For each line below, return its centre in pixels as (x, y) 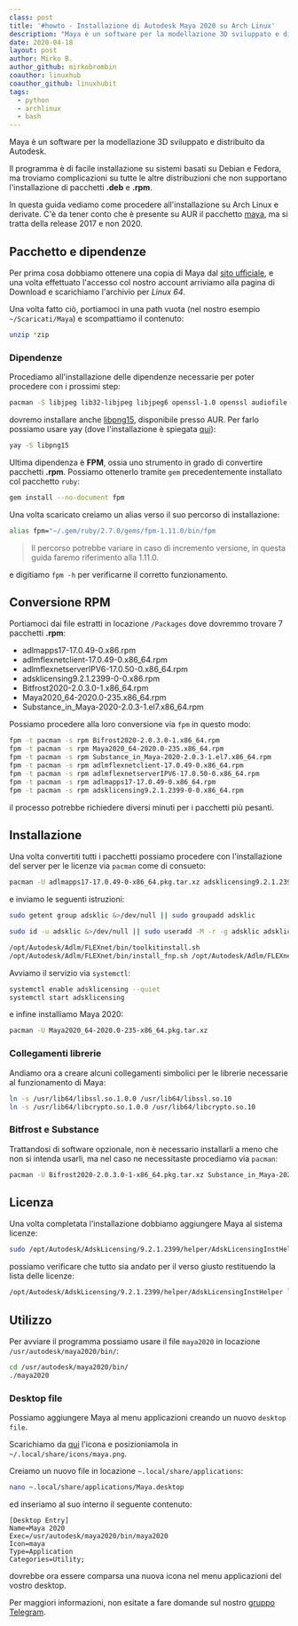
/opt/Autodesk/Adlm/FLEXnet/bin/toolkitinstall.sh (105, 948)
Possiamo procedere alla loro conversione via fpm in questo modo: (130, 725)
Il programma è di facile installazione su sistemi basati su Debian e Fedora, (145, 169)
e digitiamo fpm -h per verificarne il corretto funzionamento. (119, 574)
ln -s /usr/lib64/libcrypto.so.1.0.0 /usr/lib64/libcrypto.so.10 (132, 1107)
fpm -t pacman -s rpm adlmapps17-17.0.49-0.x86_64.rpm (113, 782)
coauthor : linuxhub (45, 76)
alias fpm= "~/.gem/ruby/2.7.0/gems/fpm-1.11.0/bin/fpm (113, 531)
